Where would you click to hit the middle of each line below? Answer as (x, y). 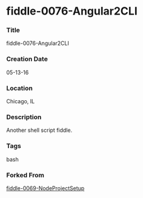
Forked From (25, 175)
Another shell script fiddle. (39, 130)
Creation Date (27, 59)
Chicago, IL (21, 101)
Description (24, 117)
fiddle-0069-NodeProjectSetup (45, 188)
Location (20, 88)
